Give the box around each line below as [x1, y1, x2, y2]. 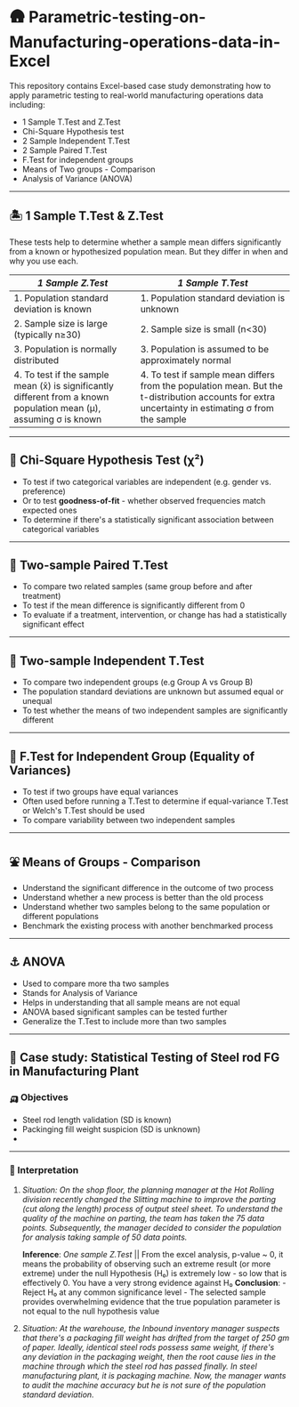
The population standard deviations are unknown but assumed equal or [21, 686, 284, 697]
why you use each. [9, 255, 78, 266]
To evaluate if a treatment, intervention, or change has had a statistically [21, 610, 287, 620]
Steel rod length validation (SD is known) [21, 1114, 172, 1126]
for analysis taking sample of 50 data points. [21, 1232, 188, 1242]
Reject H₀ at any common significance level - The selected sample [21, 1287, 267, 1298]
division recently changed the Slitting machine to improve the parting [21, 1193, 277, 1204]
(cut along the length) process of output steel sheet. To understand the [21, 1203, 283, 1214]
